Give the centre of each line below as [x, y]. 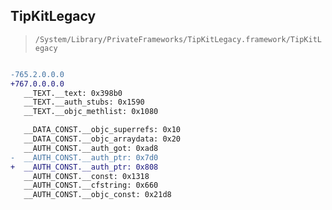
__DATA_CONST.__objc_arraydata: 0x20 [102, 139]
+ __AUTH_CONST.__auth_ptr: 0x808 [84, 167]
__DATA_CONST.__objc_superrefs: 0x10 [102, 130]
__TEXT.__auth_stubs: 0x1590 [84, 102]
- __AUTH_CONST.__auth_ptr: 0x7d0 [84, 157]
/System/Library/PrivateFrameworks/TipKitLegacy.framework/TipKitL [178, 39]
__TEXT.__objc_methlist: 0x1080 [91, 112]
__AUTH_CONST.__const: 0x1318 [86, 176]
